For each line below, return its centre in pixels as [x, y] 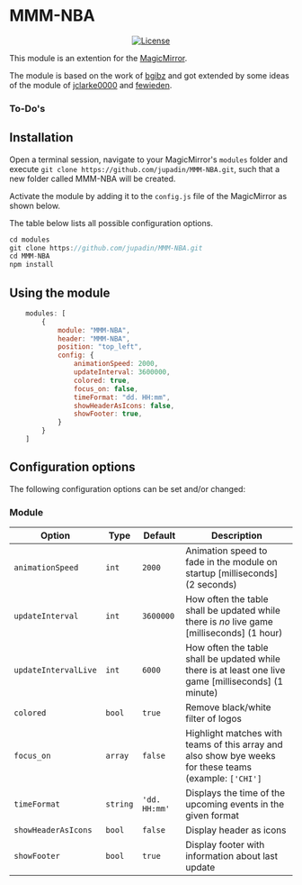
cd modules [30, 240]
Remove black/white [228, 707]
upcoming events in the [235, 805]
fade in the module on [231, 562]
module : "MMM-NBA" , [93, 330]
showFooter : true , [108, 414]
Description [236, 535]
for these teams [218, 767]
